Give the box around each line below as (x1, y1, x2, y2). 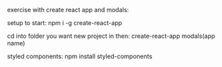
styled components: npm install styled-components (7, 52, 153, 60)
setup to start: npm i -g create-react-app (7, 19, 123, 26)
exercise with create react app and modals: (7, 6, 129, 14)
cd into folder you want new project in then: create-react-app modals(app (7, 32, 216, 40)
